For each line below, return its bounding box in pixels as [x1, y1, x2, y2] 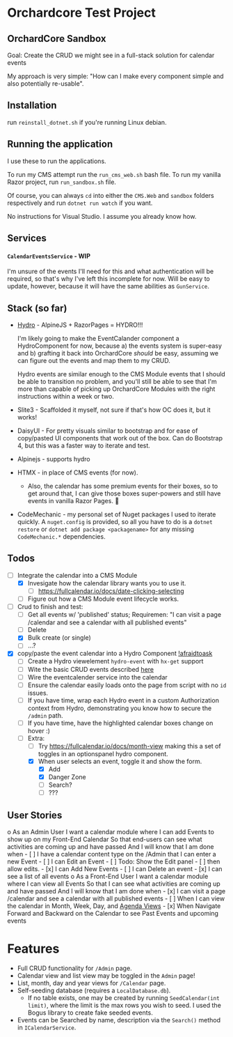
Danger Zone [48, 773, 86, 781]
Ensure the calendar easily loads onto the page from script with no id [27, 681, 227, 689]
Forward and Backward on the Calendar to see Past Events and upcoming [7, 909, 219, 918]
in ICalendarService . [17, 1023, 77, 1032]
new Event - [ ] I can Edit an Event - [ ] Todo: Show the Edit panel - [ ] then [7, 857, 220, 866]
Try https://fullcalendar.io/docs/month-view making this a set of [38, 742, 221, 750]
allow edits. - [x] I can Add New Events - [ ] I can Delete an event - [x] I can [7, 865, 223, 873]
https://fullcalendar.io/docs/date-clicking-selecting [38, 587, 184, 595]
